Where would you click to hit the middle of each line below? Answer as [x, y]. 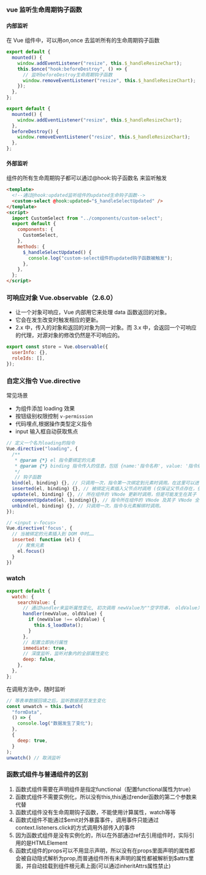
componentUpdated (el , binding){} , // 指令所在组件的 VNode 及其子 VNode [102, 500]
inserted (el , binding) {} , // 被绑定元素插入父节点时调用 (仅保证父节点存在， [105, 489]
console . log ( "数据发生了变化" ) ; [55, 723]
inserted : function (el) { [46, 540]
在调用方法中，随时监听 [36, 689]
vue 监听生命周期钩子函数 [44, 9]
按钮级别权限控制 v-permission [54, 416]
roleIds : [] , [29, 358]
